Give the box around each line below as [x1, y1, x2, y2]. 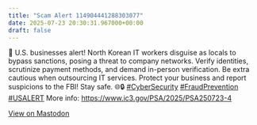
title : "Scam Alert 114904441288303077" [8, 11, 144, 20]
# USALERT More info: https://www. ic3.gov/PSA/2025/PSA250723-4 [8, 93, 232, 103]
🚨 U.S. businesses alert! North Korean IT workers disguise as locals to [8, 48, 236, 58]
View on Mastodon [8, 108, 70, 119]
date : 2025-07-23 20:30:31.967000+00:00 [8, 19, 144, 27]
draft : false [8, 26, 52, 34]
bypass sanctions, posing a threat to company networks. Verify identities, [8, 56, 248, 66]
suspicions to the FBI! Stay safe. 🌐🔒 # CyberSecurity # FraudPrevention [8, 82, 239, 92]
